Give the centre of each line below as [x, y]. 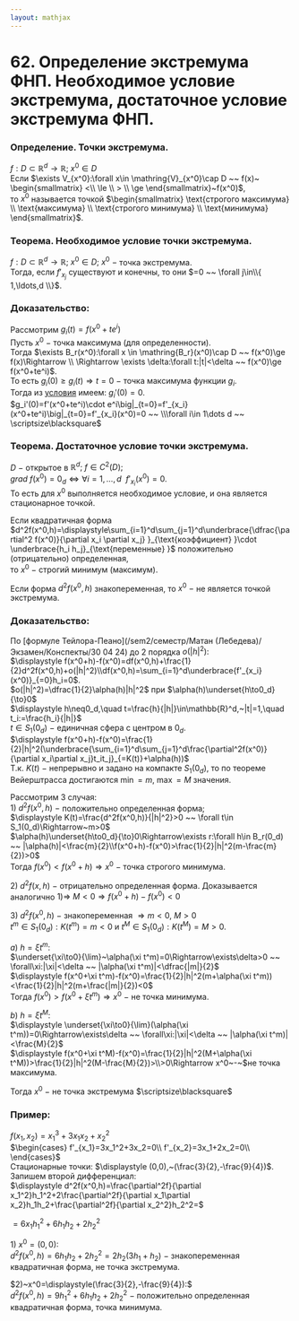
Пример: [30, 1115]
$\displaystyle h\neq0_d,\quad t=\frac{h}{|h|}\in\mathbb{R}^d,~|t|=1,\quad [147, 708]
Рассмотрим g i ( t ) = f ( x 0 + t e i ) [66, 330]
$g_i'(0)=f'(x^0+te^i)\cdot [58, 404]
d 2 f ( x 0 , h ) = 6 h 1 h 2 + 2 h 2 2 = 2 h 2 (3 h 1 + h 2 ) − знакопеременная [125, 1256]
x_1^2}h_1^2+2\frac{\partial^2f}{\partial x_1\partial [100, 1195]
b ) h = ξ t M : [30, 1014]
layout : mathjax [40, 17]
